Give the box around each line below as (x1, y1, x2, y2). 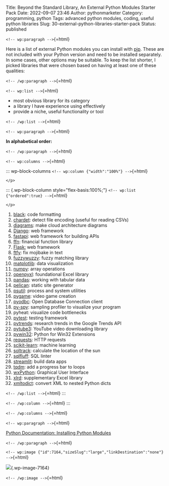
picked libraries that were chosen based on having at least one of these (6, 63, 156, 68)
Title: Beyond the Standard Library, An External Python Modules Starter (6, 5, 156, 10)
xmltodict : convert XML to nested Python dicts (13, 380, 111, 386)
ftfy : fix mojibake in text (13, 250, 63, 255)
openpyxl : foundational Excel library (13, 271, 89, 277)
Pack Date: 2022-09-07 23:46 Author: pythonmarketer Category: (6, 10, 143, 16)
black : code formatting (13, 211, 61, 217)
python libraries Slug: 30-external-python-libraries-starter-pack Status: (6, 21, 156, 27)
